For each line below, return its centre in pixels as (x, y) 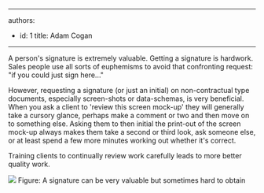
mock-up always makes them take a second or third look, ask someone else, (132, 132)
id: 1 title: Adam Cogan (56, 35)
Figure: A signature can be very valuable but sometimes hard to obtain (132, 180)
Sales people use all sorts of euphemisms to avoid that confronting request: (130, 67)
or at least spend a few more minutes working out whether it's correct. (122, 140)
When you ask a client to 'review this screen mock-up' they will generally (126, 107)
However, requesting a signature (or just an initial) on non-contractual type (129, 90)
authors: (22, 20)
